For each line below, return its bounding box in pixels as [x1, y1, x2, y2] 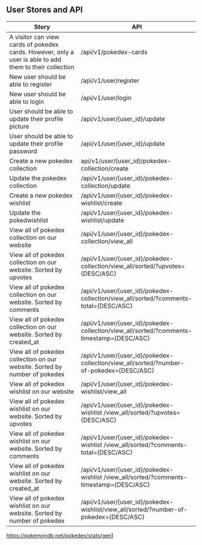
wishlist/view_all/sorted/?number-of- [81, 505, 188, 513]
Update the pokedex [9, 174, 67, 182]
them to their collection [9, 62, 75, 71]
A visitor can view [9, 32, 60, 41]
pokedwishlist [9, 216, 49, 224]
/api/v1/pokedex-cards [81, 47, 148, 56]
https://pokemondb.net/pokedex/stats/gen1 [6, 532, 114, 539]
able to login [9, 97, 44, 106]
